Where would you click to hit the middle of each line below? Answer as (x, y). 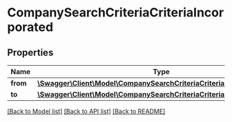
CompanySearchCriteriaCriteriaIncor (116, 13)
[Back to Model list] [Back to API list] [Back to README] (86, 111)
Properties (30, 52)
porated (30, 27)
